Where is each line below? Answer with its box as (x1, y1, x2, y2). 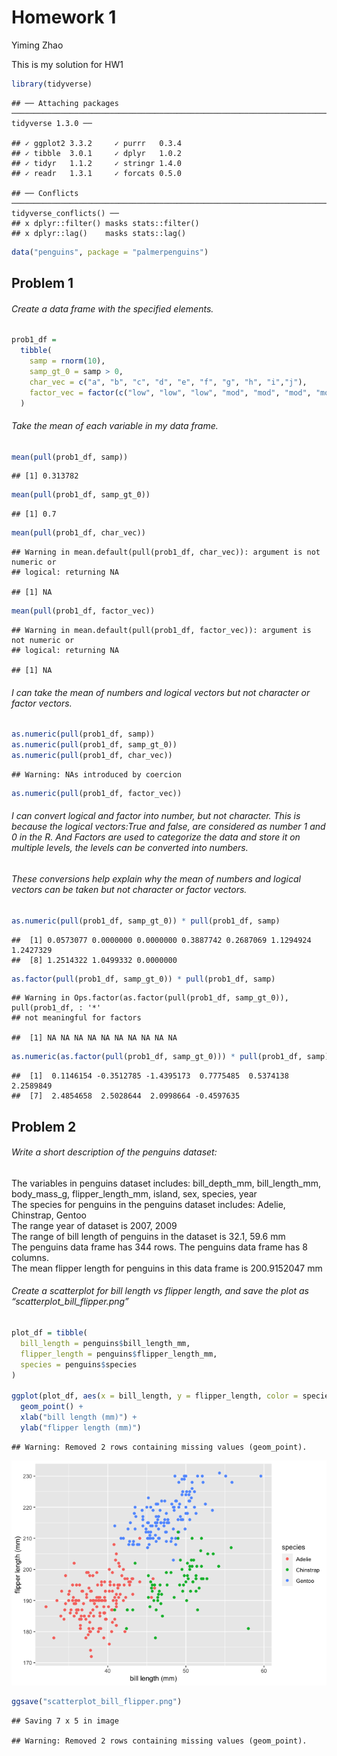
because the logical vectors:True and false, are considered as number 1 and (11, 821, 326, 833)
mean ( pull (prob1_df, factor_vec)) (11, 606, 156, 616)
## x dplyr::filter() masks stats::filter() (11, 218, 200, 228)
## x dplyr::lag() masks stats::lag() (11, 228, 187, 238)
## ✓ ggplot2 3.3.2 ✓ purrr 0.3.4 (11, 138, 183, 148)
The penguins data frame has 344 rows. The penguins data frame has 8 (11, 1241, 308, 1253)
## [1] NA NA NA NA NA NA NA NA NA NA (11, 1033, 178, 1043)
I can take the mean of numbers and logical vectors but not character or (11, 686, 311, 698)
